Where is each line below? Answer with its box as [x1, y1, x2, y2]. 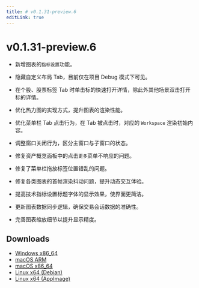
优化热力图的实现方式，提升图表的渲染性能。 [14, 106, 126, 114]
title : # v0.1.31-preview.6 [6, 8, 77, 15]
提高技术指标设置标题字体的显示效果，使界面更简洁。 [14, 190, 147, 198]
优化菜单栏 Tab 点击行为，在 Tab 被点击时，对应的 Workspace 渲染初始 [14, 119, 188, 127]
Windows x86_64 [14, 250, 58, 257]
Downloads [6, 233, 50, 244]
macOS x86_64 [14, 262, 53, 270]
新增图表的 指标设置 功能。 [14, 61, 76, 68]
